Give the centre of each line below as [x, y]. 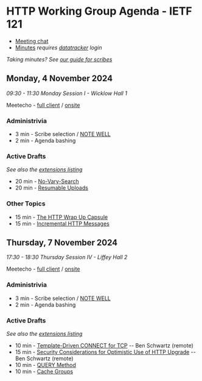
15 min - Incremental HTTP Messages [62, 223]
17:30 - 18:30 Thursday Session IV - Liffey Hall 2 [67, 257]
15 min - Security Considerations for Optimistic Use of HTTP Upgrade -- [105, 352]
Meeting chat [32, 41]
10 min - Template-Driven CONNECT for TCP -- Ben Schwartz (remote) [104, 346]
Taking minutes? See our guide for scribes [59, 59]
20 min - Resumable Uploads [51, 188]
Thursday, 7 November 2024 [62, 243]
